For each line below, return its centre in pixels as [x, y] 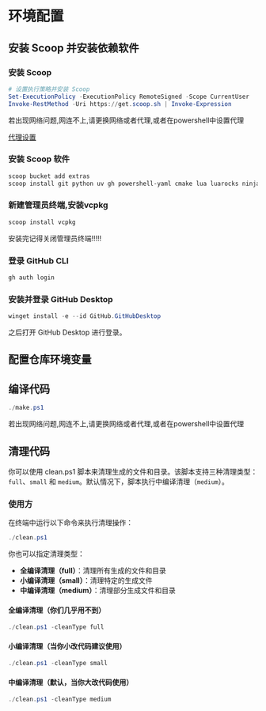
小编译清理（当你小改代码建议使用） [67, 646]
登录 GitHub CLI [38, 260]
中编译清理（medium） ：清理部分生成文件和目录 [98, 591]
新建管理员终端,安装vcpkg [58, 205]
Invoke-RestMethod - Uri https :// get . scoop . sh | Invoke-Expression [120, 104]
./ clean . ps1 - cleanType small [58, 664]
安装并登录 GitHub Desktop [61, 299]
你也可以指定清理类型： [46, 554]
